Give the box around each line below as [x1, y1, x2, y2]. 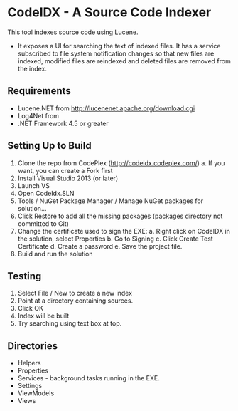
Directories [7, 340, 58, 352]
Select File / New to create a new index [17, 289, 133, 298]
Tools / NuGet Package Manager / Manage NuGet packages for [17, 197, 204, 205]
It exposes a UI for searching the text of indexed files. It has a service [17, 41, 221, 50]
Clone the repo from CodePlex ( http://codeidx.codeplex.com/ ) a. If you [17, 158, 225, 167]
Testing [7, 270, 42, 282]
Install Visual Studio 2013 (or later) [17, 174, 119, 182]
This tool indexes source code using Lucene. [7, 28, 139, 36]
